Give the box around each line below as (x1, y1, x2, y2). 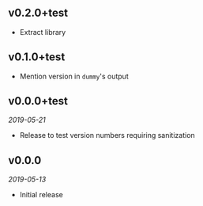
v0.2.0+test (8, 6, 69, 20)
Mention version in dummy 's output (19, 71, 129, 81)
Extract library (19, 27, 66, 36)
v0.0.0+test (8, 94, 69, 108)
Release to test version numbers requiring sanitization (19, 131, 195, 140)
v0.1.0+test (8, 51, 66, 64)
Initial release (19, 190, 63, 200)
